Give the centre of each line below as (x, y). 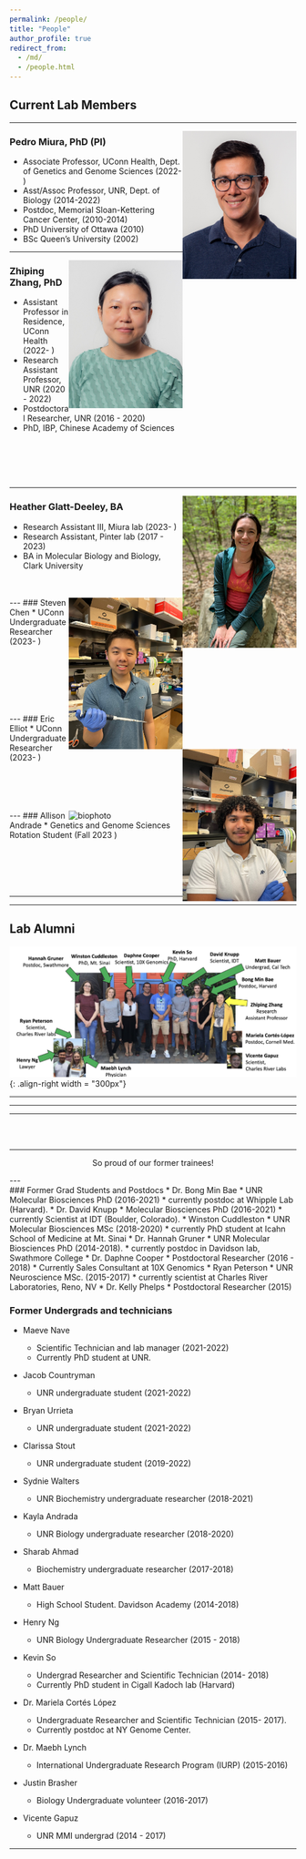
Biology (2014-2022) (61, 200)
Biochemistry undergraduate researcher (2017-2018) (135, 1569)
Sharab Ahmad (51, 1551)
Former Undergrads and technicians (91, 1310)
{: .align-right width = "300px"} (68, 1083)
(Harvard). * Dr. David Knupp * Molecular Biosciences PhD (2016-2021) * (146, 1209)
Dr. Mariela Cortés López (69, 1702)
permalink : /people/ (49, 19)
